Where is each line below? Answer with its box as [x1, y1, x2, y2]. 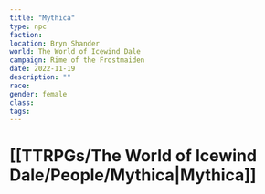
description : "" [9, 73, 71, 82]
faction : [9, 30, 43, 39]
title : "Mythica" [9, 13, 76, 23]
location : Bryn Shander [9, 38, 101, 48]
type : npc [9, 22, 48, 31]
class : [9, 97, 35, 107]
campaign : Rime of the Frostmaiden [9, 56, 145, 65]
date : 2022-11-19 [9, 65, 76, 74]
